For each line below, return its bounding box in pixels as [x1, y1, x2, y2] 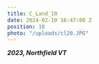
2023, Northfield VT [7, 49, 68, 57]
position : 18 [7, 23, 45, 30]
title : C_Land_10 [7, 10, 58, 17]
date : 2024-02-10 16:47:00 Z [7, 17, 92, 24]
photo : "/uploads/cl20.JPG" [7, 29, 89, 37]
